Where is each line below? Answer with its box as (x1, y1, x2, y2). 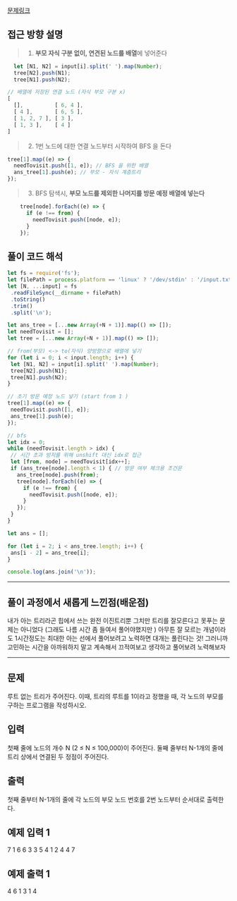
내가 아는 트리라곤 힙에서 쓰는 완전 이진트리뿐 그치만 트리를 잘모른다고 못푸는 (7, 616, 219, 625)
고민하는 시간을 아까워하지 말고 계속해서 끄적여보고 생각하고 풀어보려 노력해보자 (7, 643, 226, 651)
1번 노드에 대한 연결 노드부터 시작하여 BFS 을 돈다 (35, 142, 171, 150)
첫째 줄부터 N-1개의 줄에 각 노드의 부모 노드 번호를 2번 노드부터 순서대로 (7, 795, 206, 804)
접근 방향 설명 (7, 29, 63, 41)
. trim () (10, 302, 33, 309)
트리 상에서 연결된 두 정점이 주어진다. (7, 752, 109, 761)
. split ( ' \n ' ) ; (10, 309, 52, 316)
